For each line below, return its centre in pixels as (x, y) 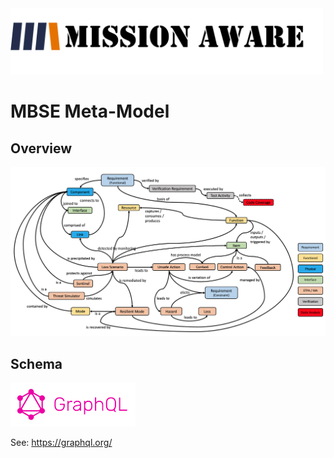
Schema (36, 363)
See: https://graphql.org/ (61, 442)
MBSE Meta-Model (90, 111)
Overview (41, 148)
